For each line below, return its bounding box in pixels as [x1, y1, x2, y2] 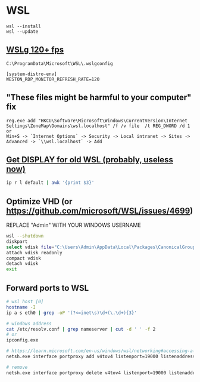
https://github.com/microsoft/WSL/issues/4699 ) [6, 205, 193, 215]
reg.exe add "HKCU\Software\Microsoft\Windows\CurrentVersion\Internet [6, 118, 187, 124]
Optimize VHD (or [6, 196, 73, 207]
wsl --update [6, 28, 39, 35]
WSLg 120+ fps [6, 45, 64, 55]
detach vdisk [6, 261, 39, 267]
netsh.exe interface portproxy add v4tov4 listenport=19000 [6, 353, 159, 359]
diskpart [6, 238, 28, 245]
